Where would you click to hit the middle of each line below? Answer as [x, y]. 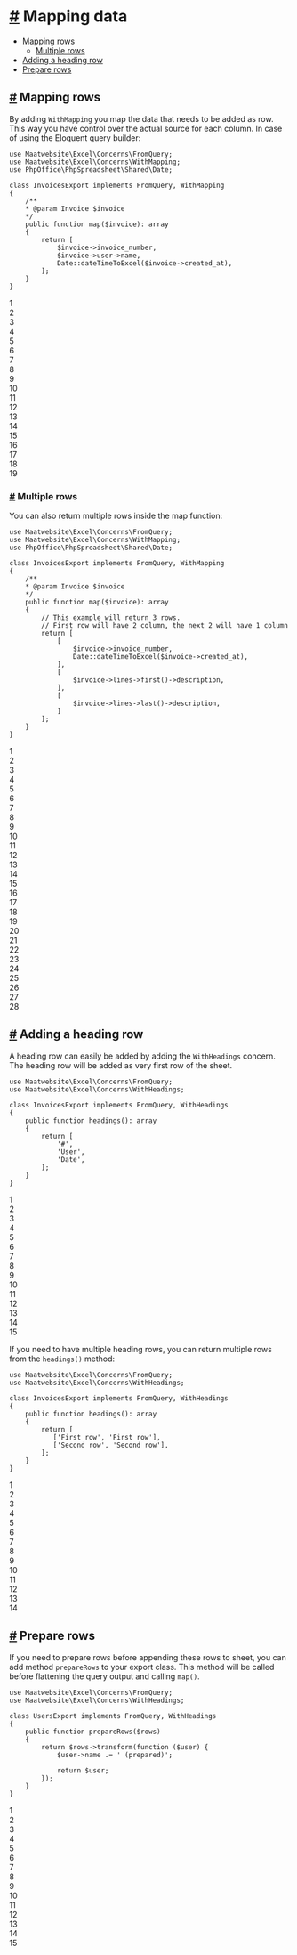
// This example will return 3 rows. [111, 618]
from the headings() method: [62, 1359]
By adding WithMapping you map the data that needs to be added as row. [141, 118]
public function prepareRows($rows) [93, 1732]
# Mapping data [68, 16]
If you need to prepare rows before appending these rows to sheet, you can [148, 1657]
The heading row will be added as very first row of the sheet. [121, 1065]
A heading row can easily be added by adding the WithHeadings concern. [142, 1056]
